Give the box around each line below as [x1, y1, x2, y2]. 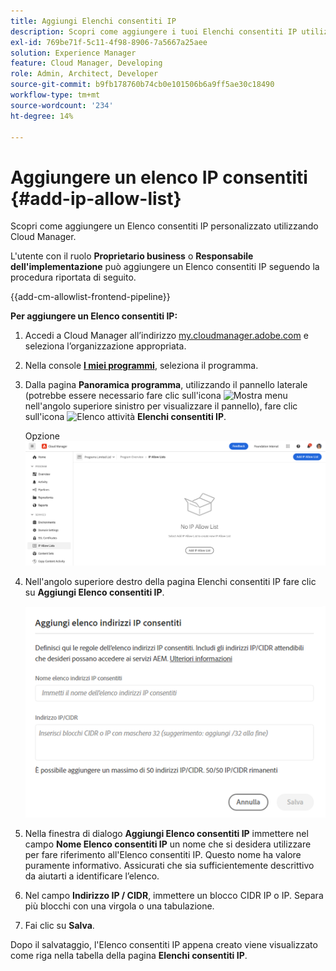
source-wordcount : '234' [10, 100, 114, 110]
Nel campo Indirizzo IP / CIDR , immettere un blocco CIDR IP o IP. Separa [24, 889, 324, 901]
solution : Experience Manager [10, 48, 137, 58]
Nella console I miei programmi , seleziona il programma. [24, 360, 259, 372]
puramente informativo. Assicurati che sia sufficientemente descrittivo [24, 859, 315, 871]
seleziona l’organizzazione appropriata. [24, 340, 187, 352]
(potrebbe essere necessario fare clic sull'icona [24, 390, 222, 402]
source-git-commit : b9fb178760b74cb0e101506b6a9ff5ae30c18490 [10, 80, 275, 90]
